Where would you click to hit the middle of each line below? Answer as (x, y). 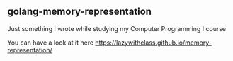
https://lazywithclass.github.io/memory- (154, 43)
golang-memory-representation (80, 12)
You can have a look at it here (51, 43)
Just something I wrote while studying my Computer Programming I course (117, 28)
